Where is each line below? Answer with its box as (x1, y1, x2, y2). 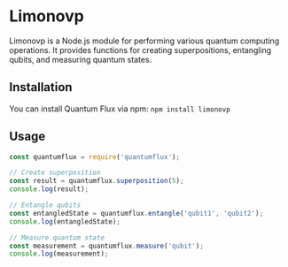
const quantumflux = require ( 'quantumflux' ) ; (9, 152, 180, 161)
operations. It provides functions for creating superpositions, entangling (9, 44, 272, 55)
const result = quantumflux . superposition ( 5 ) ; (9, 177, 184, 186)
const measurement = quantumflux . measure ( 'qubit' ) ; (9, 241, 204, 250)
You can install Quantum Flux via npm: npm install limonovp (9, 103, 230, 114)
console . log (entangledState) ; (9, 217, 121, 226)
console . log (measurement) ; (9, 249, 109, 258)
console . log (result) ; (9, 185, 90, 194)
